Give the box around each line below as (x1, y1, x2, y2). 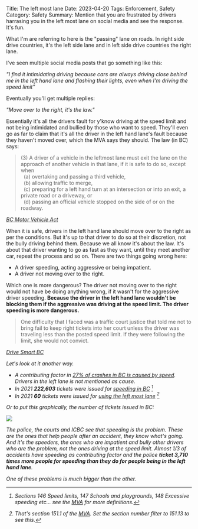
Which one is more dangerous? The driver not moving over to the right (6, 282, 177, 288)
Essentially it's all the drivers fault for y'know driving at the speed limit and (6, 118, 187, 125)
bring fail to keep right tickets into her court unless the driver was (20, 324, 180, 332)
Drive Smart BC (6, 349, 44, 355)
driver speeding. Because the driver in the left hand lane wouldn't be (6, 294, 176, 301)
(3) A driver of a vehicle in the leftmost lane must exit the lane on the (20, 154, 187, 161)
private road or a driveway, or (20, 192, 93, 199)
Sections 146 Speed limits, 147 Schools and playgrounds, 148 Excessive (14, 492, 190, 499)
